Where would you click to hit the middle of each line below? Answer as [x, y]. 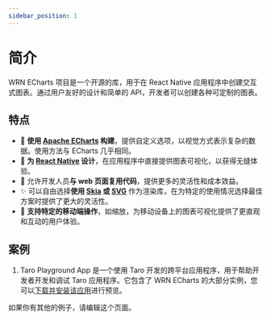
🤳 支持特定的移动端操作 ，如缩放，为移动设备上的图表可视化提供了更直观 [140, 211]
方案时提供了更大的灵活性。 [66, 202]
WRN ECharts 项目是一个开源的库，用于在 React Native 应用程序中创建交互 [133, 82]
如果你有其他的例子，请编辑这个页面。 [72, 308]
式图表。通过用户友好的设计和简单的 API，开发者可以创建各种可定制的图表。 [135, 92]
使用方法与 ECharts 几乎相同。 [85, 151]
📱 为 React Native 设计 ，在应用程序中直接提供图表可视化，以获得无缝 [135, 161]
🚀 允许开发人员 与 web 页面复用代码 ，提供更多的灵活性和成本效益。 [131, 181]
